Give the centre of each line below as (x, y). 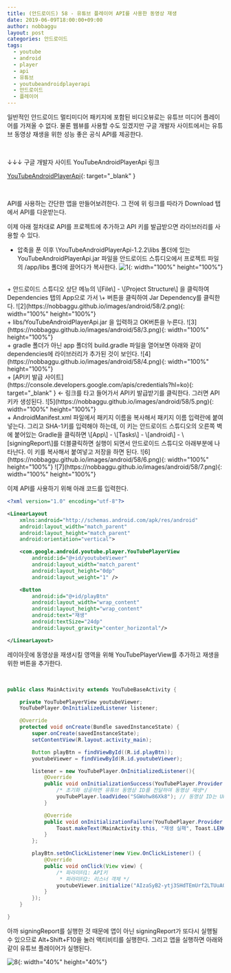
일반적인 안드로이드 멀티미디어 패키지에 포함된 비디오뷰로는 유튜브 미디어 (104, 117)
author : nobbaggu (32, 26)
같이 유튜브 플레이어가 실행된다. (49, 948)
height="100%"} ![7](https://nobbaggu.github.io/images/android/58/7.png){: (114, 467)
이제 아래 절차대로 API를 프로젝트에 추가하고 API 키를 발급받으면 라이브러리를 (110, 227)
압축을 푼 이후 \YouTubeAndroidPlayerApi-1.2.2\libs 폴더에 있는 (104, 250)
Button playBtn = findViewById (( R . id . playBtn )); (103, 752)
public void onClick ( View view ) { (93, 866)
